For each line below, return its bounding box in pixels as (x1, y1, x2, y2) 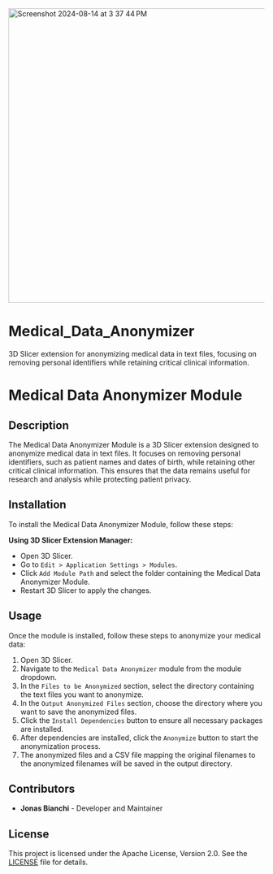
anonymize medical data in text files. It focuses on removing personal (8, 448, 241, 458)
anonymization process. (19, 741, 102, 751)
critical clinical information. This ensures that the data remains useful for (8, 465, 251, 475)
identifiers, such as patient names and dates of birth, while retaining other (8, 456, 256, 466)
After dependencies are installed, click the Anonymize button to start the (19, 733, 258, 742)
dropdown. (19, 672, 57, 681)
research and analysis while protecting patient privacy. (8, 474, 192, 484)
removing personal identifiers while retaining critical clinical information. (8, 357, 249, 367)
